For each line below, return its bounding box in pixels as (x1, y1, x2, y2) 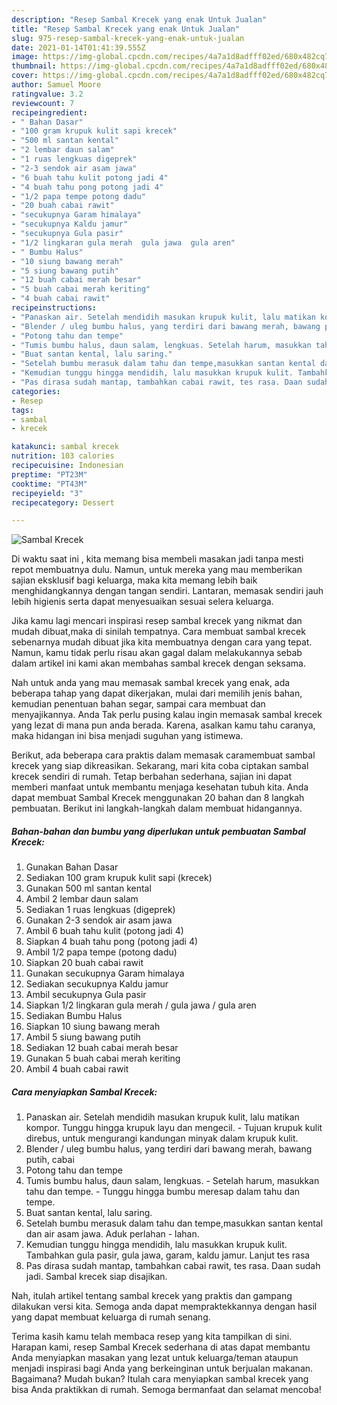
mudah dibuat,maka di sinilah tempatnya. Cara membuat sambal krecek (11, 626, 306, 638)
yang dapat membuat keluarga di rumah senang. (11, 1311, 211, 1323)
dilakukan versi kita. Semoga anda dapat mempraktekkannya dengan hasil (11, 1301, 318, 1313)
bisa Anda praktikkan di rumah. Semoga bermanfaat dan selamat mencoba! (11, 1384, 322, 1396)
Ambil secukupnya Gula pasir (25, 989, 147, 1001)
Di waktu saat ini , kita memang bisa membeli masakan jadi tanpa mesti (11, 553, 304, 565)
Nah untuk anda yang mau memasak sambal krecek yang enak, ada (11, 677, 291, 689)
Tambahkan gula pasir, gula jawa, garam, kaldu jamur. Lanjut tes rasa (25, 1249, 311, 1261)
